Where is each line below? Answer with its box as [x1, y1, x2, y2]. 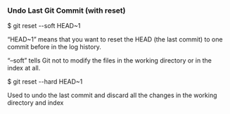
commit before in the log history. [7, 43, 102, 51]
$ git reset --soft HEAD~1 [7, 22, 81, 30]
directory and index [7, 99, 64, 107]
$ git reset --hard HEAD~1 [7, 77, 83, 86]
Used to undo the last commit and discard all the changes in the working [7, 91, 217, 100]
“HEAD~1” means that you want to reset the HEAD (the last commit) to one [7, 35, 223, 44]
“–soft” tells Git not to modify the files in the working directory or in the [7, 56, 212, 65]
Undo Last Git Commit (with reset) [7, 6, 126, 15]
